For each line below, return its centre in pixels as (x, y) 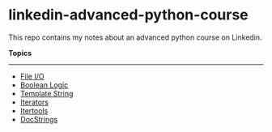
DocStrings (39, 119)
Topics (20, 53)
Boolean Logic (44, 85)
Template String (47, 93)
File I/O (32, 76)
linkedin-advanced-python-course (128, 15)
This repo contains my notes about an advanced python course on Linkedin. (135, 37)
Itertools (34, 110)
